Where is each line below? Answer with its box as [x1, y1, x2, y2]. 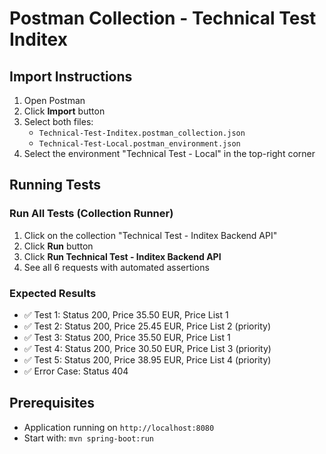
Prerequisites [9, 395, 95, 412]
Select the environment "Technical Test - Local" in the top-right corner [23, 148, 316, 159]
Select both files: [23, 116, 94, 127]
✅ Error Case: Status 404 [23, 365, 129, 377]
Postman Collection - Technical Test [9, 7, 317, 30]
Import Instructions [9, 68, 133, 85]
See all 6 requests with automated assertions [23, 261, 210, 273]
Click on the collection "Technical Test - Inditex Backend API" [23, 229, 278, 241]
